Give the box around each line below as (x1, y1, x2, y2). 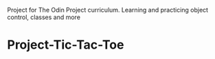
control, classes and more (7, 13, 81, 21)
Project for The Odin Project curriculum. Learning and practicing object (7, 6, 208, 14)
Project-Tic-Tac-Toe (7, 37, 124, 53)
